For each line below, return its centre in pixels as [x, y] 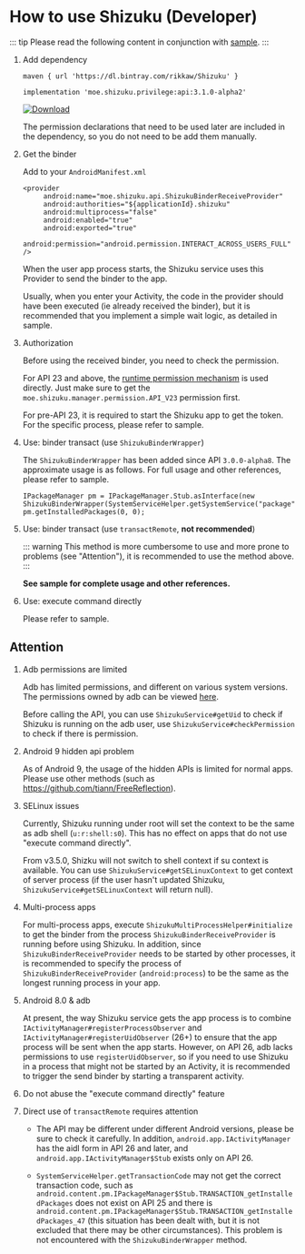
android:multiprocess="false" [100, 212]
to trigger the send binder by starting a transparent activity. [133, 1076]
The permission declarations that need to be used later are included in [154, 126]
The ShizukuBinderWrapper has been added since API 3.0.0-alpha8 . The [157, 460]
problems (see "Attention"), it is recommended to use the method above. [158, 556]
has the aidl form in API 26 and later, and [112, 1148]
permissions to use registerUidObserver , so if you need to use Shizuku [155, 1057]
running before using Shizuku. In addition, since [112, 944]
